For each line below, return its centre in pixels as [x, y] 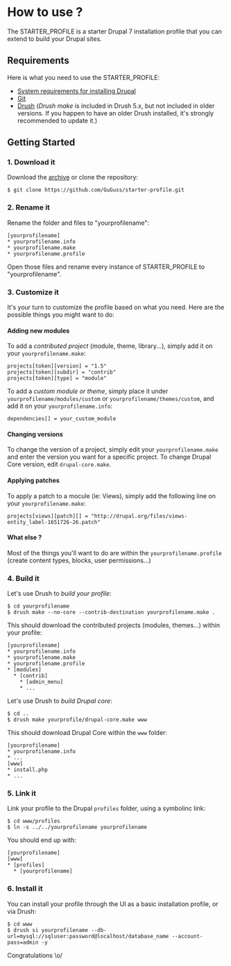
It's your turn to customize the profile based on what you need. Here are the [116, 308]
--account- [187, 936]
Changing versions [35, 434]
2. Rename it [29, 207]
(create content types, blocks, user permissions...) [79, 560]
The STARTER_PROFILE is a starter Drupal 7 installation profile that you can [114, 31]
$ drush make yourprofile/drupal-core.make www [77, 720]
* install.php [28, 770]
